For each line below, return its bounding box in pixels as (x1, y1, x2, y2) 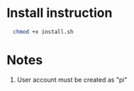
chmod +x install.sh (13, 28, 74, 35)
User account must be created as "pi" (16, 75, 128, 84)
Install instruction (6, 5, 113, 21)
